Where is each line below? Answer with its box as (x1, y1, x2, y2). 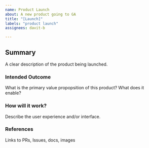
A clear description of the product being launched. (5, 61, 108, 67)
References (5, 126, 34, 133)
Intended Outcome (5, 74, 51, 80)
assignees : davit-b (5, 26, 45, 31)
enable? (5, 90, 21, 96)
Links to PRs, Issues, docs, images (5, 137, 75, 143)
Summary (5, 48, 36, 57)
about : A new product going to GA (5, 12, 76, 17)
